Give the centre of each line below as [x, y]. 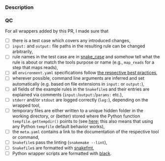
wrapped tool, [26, 105]
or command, [26, 137]
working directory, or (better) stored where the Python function [76, 116]
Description [19, 7]
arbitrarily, [23, 52]
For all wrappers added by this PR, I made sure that [57, 31]
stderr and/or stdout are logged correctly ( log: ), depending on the [80, 100]
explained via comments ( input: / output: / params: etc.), [68, 94]
